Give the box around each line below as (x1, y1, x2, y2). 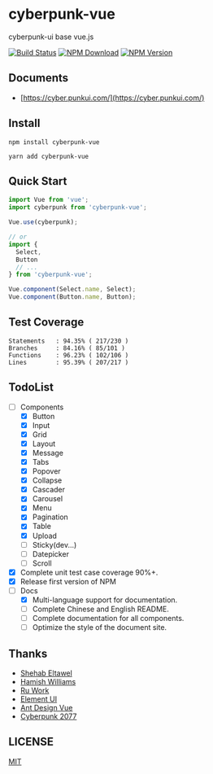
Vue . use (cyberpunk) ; (8, 218, 79, 226)
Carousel (32, 494, 63, 504)
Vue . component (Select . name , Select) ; (8, 286, 137, 294)
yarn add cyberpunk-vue (8, 152, 89, 160)
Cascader (32, 485, 66, 495)
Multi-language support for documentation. (32, 595, 178, 605)
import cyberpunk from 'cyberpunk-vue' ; (8, 203, 148, 212)
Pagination (32, 512, 69, 522)
